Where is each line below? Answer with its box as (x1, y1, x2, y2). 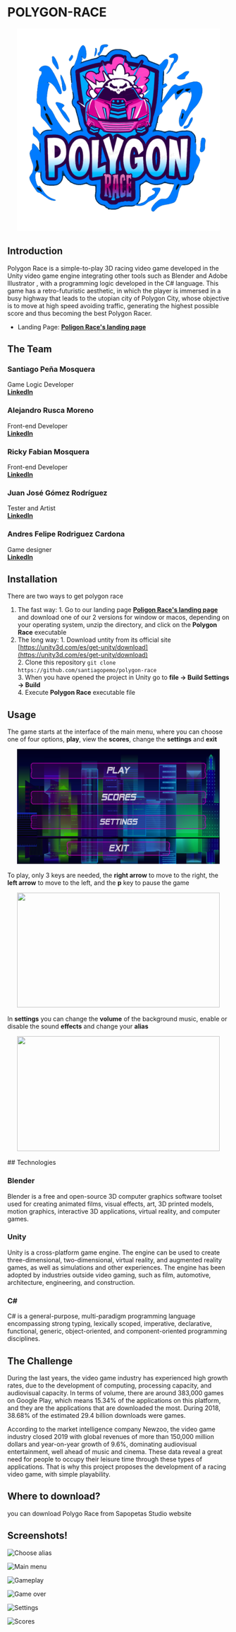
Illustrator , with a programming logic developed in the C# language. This (7, 278, 219, 287)
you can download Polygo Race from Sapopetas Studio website (7, 1509, 192, 1517)
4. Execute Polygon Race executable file (17, 688, 136, 697)
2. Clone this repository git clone (17, 658, 116, 667)
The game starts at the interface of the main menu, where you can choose (7, 727, 223, 736)
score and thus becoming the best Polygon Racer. (7, 309, 153, 317)
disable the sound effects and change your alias (7, 1022, 149, 1031)
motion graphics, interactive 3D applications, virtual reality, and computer (7, 1207, 221, 1216)
